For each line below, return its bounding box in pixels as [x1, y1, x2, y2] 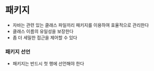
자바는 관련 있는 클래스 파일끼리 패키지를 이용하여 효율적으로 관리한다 [12, 22, 149, 28]
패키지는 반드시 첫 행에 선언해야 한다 [12, 60, 84, 66]
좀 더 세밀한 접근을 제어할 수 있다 [12, 34, 77, 40]
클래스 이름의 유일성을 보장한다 [12, 28, 74, 34]
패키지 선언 [5, 48, 31, 55]
